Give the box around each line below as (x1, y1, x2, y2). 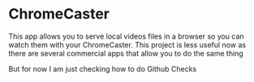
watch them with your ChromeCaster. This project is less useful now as (8, 39, 246, 49)
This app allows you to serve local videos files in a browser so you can (8, 31, 245, 41)
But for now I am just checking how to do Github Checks (8, 64, 197, 73)
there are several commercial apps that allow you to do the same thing (8, 48, 243, 58)
